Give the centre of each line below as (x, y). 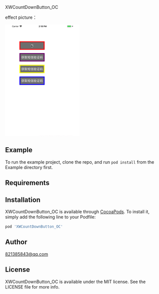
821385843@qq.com (27, 254)
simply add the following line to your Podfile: (50, 217)
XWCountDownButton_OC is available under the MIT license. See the (76, 282)
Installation (23, 200)
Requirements (27, 183)
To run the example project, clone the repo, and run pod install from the (80, 162)
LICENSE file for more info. (32, 287)
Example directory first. (29, 167)
